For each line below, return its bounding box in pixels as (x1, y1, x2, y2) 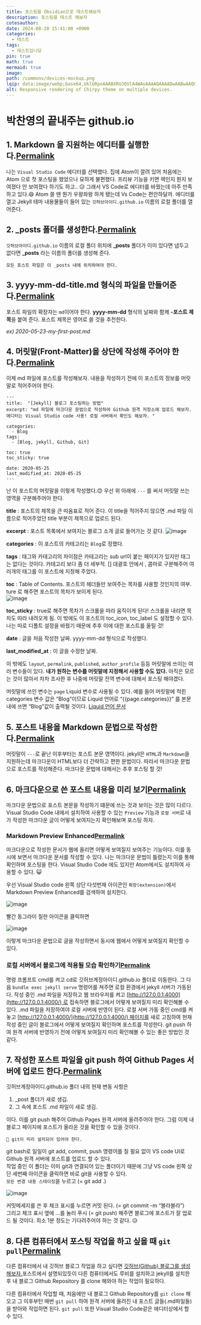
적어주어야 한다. (17, 382, 54, 389)
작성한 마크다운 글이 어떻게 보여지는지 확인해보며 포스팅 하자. (12, 816, 155, 823)
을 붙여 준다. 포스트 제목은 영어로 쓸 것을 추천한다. (11, 315, 127, 323)
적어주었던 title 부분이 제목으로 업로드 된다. (22, 515, 123, 522)
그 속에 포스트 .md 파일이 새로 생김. (14, 1103, 98, 1110)
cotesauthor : (6, 20, 39, 26)
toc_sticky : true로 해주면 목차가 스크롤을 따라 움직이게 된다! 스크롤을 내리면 (6, 607, 185, 614)
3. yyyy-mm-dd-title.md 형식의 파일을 (6, 280, 147, 290)
